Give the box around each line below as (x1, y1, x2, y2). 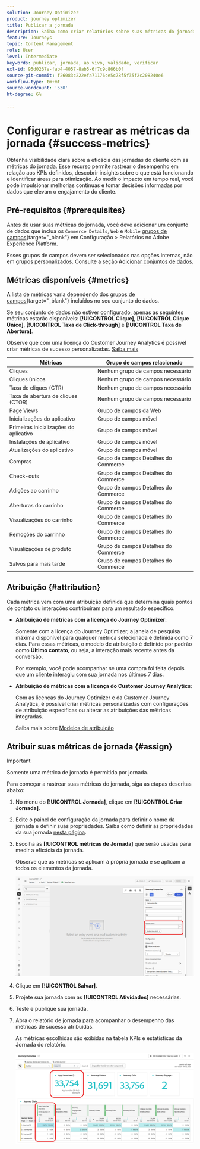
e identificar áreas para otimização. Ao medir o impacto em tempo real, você (7, 175, 195, 182)
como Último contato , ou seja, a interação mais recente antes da (15, 646, 174, 653)
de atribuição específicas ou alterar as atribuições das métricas (15, 706, 172, 714)
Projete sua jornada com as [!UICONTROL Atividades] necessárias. (15, 994, 182, 1001)
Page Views (9, 407, 39, 414)
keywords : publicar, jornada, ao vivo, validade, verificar (7, 60, 159, 66)
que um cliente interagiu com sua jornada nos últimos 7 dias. (15, 671, 164, 678)
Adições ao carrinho (9, 487, 59, 494)
